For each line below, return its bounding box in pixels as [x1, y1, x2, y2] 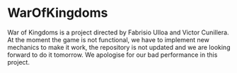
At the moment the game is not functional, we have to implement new [7, 35, 210, 44]
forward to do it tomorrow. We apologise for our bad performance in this [7, 51, 218, 59]
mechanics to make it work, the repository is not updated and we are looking [7, 43, 231, 51]
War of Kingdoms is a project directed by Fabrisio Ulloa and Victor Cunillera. [7, 28, 229, 36]
